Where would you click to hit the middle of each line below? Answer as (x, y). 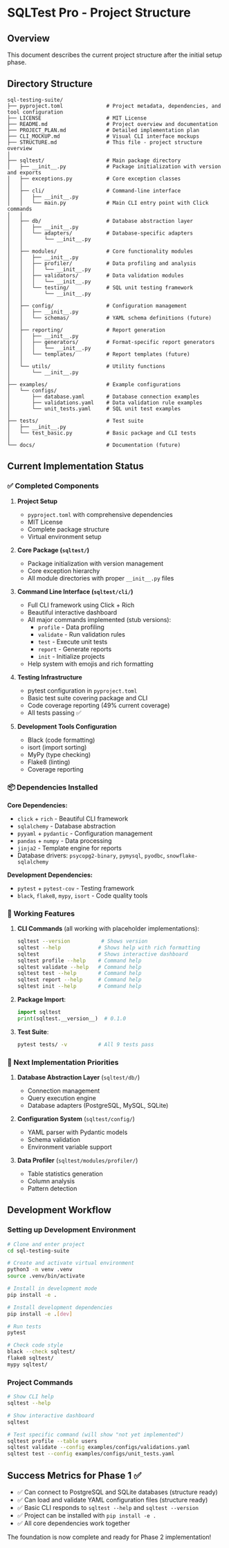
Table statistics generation (65, 1174)
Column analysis (51, 1181)
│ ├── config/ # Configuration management (97, 306)
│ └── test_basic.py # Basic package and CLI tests (102, 433)
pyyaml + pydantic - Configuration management (85, 833)
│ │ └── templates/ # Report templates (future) (99, 354)
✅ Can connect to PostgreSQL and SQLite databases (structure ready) (117, 1492)
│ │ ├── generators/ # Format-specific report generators (111, 342)
